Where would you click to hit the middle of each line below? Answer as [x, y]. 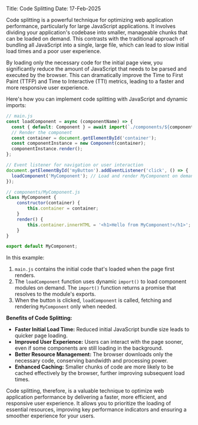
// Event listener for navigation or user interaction [75, 165]
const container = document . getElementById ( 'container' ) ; [84, 138]
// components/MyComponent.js [43, 192]
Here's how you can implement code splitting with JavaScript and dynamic [97, 99]
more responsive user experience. [48, 87]
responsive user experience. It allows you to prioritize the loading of [89, 403]
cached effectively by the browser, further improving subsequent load [100, 373]
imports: [16, 105]
